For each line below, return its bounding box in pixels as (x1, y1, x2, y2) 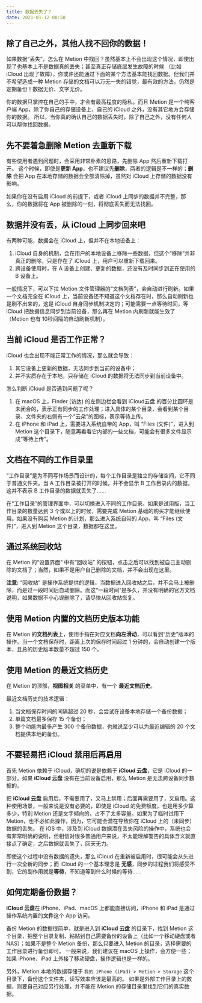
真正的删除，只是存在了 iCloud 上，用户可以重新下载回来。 (14, 257, 161, 264)
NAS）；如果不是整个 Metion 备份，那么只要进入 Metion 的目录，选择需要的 (6, 940, 192, 947)
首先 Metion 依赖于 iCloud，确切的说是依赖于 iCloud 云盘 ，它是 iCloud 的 (6, 767, 188, 774)
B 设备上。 (14, 272, 41, 279)
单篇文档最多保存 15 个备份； (14, 715, 87, 722)
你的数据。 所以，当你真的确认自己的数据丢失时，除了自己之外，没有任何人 (6, 113, 192, 121)
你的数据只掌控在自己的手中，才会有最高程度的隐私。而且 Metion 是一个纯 (6, 98, 190, 105)
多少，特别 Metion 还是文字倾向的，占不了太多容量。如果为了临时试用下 (6, 810, 185, 817)
